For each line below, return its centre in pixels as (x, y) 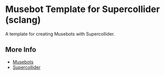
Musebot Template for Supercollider (82, 9)
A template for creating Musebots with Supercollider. (60, 34)
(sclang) (23, 20)
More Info (21, 50)
